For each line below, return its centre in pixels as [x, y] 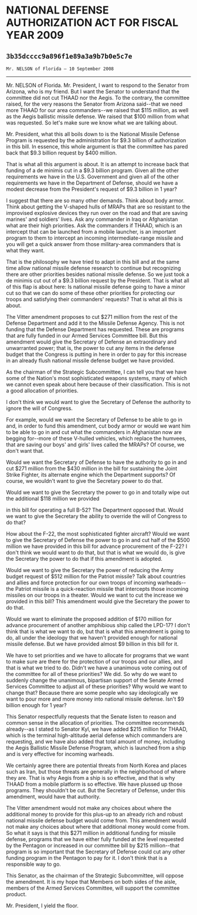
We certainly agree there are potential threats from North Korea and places [96, 765]
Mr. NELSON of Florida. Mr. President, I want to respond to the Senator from [98, 85]
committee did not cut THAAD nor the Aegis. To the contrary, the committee [98, 98]
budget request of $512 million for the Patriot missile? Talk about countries [96, 576]
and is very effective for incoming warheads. [60, 754]
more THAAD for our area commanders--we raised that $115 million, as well [97, 110]
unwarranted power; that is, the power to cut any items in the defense [90, 348]
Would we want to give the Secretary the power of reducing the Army [90, 570]
